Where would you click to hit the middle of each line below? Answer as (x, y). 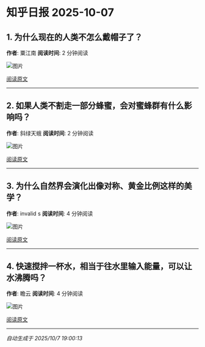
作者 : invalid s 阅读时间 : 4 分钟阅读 (50, 213)
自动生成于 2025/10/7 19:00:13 (45, 338)
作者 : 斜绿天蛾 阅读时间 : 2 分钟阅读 (50, 133)
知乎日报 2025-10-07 (60, 13)
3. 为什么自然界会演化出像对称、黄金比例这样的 (95, 186)
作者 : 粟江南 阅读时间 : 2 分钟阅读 (47, 53)
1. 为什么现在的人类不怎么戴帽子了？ (74, 37)
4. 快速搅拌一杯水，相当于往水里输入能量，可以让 (99, 267)
